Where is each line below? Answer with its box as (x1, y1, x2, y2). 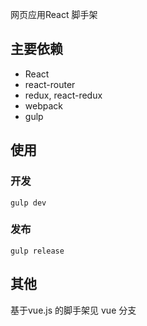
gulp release (10, 246, 65, 256)
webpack (24, 99, 63, 112)
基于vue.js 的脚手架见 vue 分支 (10, 304, 137, 316)
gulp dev (10, 198, 47, 208)
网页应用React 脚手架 (10, 9, 98, 20)
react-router (24, 78, 76, 90)
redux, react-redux (24, 89, 103, 101)
